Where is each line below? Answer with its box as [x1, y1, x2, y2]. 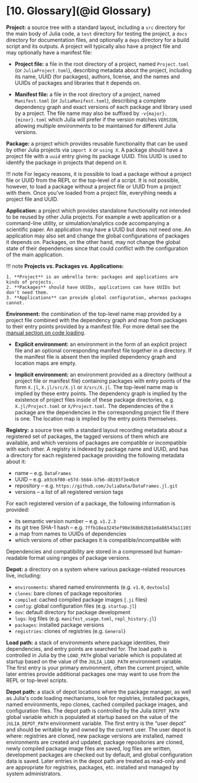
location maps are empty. [14, 360, 77, 367]
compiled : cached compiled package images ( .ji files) [14, 596, 148, 603]
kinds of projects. [6, 279, 54, 285]
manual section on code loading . [6, 329, 86, 336]
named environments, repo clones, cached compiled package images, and [6, 701, 188, 708]
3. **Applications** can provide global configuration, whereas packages [6, 294, 192, 300]
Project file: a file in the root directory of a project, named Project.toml [14, 60, 189, 68]
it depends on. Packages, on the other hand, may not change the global [6, 238, 181, 245]
